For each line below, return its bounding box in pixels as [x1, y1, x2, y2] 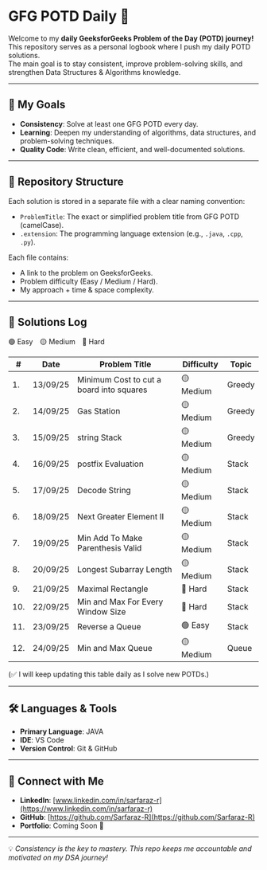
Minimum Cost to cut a [76, 374, 161, 385]
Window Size [76, 606, 126, 617]
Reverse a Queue [76, 621, 141, 632]
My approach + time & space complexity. [19, 284, 155, 294]
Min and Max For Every [76, 597, 164, 608]
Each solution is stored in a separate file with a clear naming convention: [8, 196, 246, 206]
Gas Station [76, 406, 121, 417]
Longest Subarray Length [76, 563, 172, 574]
